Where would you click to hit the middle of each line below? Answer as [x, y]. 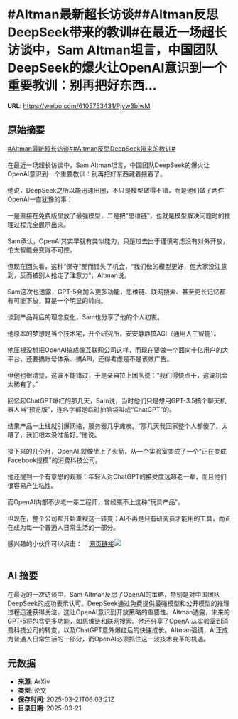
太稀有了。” [23, 384]
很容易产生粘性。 [32, 485]
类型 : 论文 [32, 691]
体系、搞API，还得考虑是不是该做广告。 [115, 358]
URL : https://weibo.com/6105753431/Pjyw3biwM [79, 106]
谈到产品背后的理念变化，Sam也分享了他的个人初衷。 [86, 316]
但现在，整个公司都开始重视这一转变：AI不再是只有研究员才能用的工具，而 [116, 518]
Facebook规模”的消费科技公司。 [54, 460]
